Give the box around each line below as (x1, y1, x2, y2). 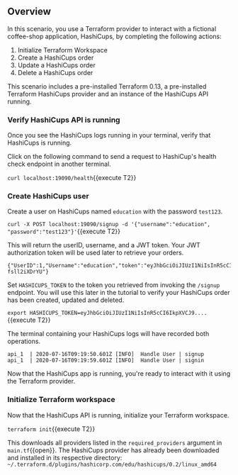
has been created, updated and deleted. (7, 296, 125, 304)
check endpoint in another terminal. (7, 160, 111, 169)
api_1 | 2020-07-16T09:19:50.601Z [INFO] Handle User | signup (7, 351, 204, 358)
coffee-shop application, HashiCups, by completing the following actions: (7, 32, 222, 40)
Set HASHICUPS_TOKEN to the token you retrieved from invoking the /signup (7, 281, 220, 289)
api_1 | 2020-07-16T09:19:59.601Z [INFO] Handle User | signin (7, 357, 204, 364)
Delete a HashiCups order (17, 68, 93, 77)
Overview (7, 6, 52, 18)
